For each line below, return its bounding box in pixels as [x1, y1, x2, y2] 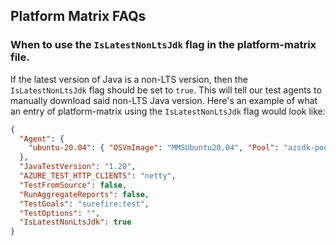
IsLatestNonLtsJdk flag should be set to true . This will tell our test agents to [10, 84, 322, 96]
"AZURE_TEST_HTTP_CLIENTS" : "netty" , [19, 171, 177, 181]
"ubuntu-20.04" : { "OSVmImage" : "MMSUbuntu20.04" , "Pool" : [28, 143, 280, 153]
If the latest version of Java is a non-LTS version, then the [10, 73, 248, 85]
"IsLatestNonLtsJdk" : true [19, 217, 132, 228]
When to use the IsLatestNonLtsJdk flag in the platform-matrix [10, 38, 317, 52]
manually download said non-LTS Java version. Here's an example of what [10, 94, 318, 106]
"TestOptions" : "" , [19, 208, 101, 218]
